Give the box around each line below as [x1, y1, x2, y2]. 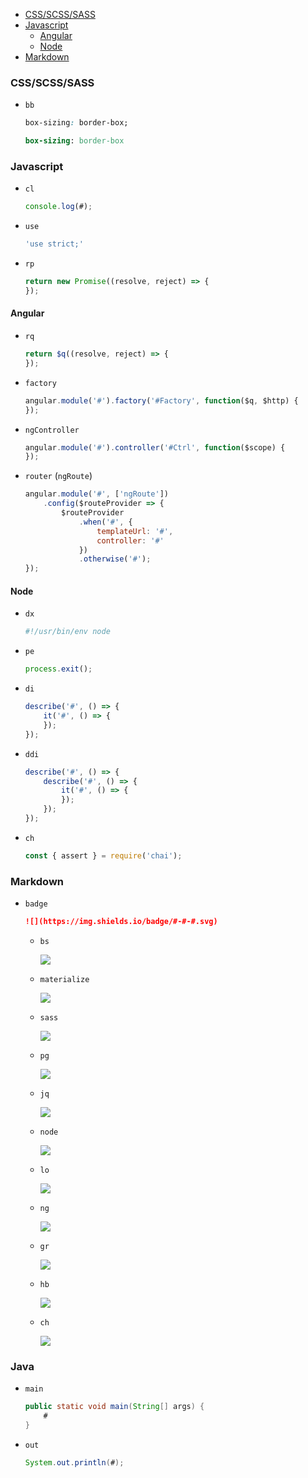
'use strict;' [24, 239, 84, 249]
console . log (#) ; [24, 202, 93, 212]
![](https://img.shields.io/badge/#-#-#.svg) [24, 917, 218, 927]
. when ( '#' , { [78, 517, 133, 527]
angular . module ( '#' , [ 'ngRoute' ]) [24, 489, 169, 499]
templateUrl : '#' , [96, 526, 174, 536]
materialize [39, 974, 90, 984]
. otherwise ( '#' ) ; [78, 554, 152, 564]
